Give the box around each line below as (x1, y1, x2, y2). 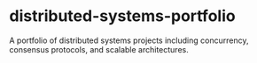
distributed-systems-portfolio (9, 6, 237, 26)
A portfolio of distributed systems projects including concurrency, (9, 35, 249, 45)
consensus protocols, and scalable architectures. (9, 44, 189, 54)
